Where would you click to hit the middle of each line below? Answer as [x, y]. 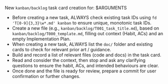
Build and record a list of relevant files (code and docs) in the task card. [87, 55]
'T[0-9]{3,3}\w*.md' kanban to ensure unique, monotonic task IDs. [82, 23]
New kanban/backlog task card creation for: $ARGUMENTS [66, 8]
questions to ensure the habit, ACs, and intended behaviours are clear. [86, 66]
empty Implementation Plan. [41, 39]
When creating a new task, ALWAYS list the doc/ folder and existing [82, 44]
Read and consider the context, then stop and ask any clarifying [79, 60]
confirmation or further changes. [46, 76]
